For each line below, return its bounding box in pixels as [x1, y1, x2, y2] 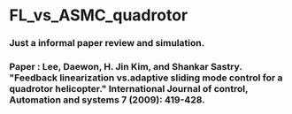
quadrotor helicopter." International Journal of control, [9, 83, 249, 95]
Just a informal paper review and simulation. [9, 37, 205, 49]
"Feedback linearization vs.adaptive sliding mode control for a [9, 72, 283, 84]
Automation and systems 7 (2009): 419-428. [9, 94, 205, 106]
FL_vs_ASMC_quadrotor [9, 5, 188, 26]
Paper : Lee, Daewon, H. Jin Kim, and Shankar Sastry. [9, 61, 242, 73]
